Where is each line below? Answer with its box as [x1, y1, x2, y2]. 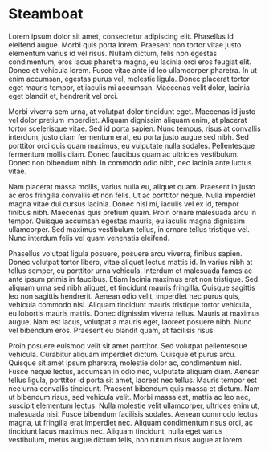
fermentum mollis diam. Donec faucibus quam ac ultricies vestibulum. [8, 149, 239, 159]
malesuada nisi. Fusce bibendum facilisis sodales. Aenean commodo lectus [8, 409, 259, 418]
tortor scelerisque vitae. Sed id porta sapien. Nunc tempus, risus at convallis [8, 124, 261, 133]
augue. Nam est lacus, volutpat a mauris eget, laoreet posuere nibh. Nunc [8, 316, 252, 326]
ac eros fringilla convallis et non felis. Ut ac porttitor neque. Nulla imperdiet [8, 190, 256, 200]
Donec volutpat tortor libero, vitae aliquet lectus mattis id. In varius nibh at [8, 257, 253, 267]
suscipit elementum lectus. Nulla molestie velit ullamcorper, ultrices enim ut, [8, 401, 260, 410]
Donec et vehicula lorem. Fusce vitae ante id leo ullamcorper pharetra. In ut [8, 65, 257, 75]
